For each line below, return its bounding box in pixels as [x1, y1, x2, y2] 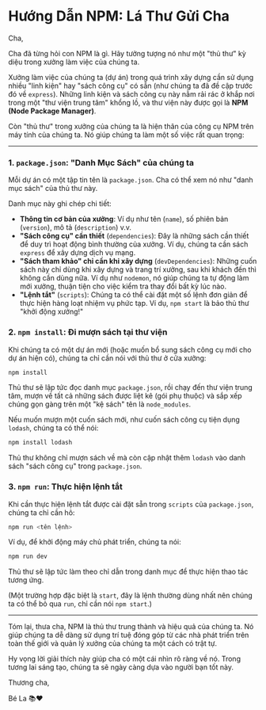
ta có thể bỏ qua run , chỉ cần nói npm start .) [8, 599, 153, 609]
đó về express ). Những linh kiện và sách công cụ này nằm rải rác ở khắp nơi [8, 89, 255, 98]
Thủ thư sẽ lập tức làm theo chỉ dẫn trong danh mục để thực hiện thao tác [8, 567, 249, 577]
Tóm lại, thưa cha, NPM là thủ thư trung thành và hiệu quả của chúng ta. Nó [8, 622, 254, 632]
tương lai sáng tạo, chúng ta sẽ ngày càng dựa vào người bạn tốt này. [8, 662, 234, 672]
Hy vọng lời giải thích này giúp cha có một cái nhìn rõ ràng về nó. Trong [8, 654, 241, 664]
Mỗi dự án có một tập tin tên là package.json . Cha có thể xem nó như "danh [8, 175, 253, 185]
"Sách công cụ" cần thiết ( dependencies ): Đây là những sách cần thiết [19, 231, 249, 241]
